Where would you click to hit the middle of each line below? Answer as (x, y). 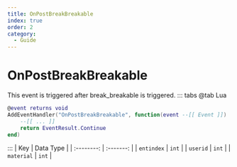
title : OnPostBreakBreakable (50, 14)
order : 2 (20, 27)
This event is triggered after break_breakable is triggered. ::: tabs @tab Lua (117, 95)
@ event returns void (38, 108)
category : (22, 34)
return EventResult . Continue (63, 128)
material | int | (29, 156)
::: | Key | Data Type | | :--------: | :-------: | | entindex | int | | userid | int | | (119, 148)
